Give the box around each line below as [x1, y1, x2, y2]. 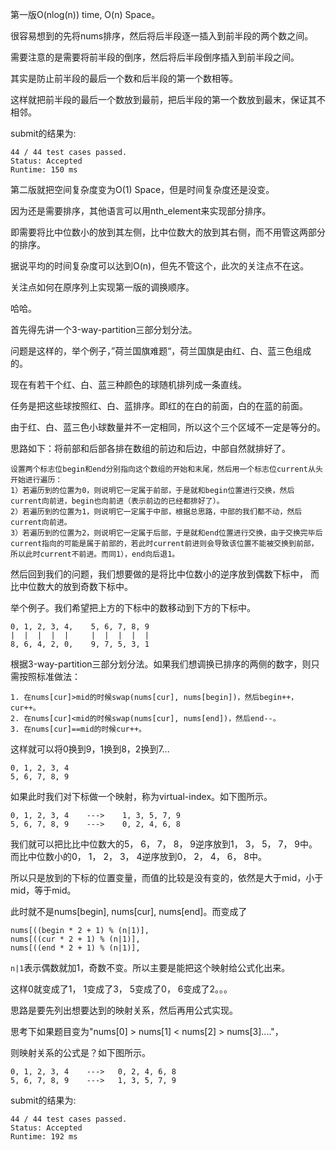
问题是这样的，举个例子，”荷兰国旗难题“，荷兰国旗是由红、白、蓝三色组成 [10, 345, 312, 357]
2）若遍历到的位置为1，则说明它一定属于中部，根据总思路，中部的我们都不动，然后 [10, 507, 303, 517]
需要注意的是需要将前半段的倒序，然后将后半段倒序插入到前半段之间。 [10, 51, 300, 63]
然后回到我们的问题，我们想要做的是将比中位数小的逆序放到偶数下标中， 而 [10, 568, 320, 580]
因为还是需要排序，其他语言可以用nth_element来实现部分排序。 [10, 205, 272, 217]
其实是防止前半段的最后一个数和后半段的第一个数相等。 [10, 73, 238, 84]
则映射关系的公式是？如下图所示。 [10, 1047, 151, 1058]
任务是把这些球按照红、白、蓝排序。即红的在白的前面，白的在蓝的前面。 [10, 400, 308, 412]
